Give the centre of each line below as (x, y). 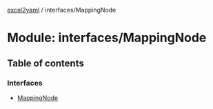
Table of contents (45, 63)
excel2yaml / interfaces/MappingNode (62, 10)
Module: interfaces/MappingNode (107, 38)
